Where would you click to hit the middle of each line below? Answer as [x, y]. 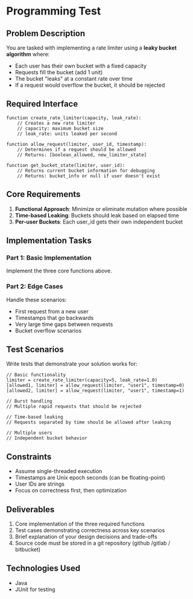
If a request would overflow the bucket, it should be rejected [90, 85]
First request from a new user [52, 311]
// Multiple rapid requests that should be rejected [74, 407]
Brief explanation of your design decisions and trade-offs [86, 537]
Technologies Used [43, 569]
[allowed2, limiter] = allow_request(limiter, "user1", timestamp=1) [96, 391]
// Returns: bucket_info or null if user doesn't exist [89, 176]
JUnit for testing [35, 589]
